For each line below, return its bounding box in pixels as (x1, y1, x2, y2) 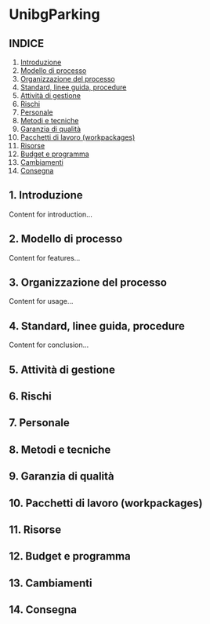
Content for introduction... (9, 210, 92, 219)
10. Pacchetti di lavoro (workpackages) (9, 496, 203, 509)
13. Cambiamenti (9, 576, 92, 589)
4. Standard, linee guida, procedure (9, 319, 185, 333)
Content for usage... (9, 297, 74, 306)
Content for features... (9, 253, 81, 262)
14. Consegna (9, 603, 78, 617)
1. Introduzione (9, 188, 83, 202)
